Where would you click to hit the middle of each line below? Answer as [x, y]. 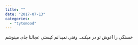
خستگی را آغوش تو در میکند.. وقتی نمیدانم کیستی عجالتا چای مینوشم [69, 37]
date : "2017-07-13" [25, 14]
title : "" [15, 10]
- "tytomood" [23, 23]
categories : [17, 19]
